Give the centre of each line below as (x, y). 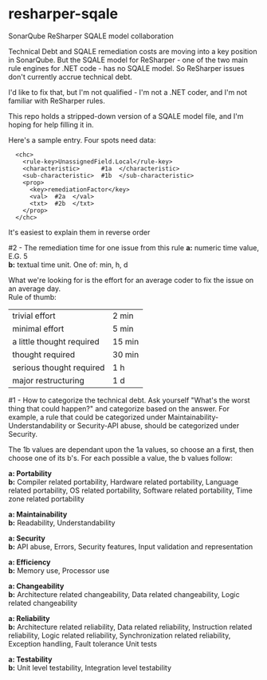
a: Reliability (29, 618)
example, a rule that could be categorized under (87, 417)
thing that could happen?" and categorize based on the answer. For (119, 408)
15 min (126, 341)
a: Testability (30, 659)
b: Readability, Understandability (62, 522)
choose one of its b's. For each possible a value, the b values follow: (120, 458)
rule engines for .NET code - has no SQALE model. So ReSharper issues (126, 68)
